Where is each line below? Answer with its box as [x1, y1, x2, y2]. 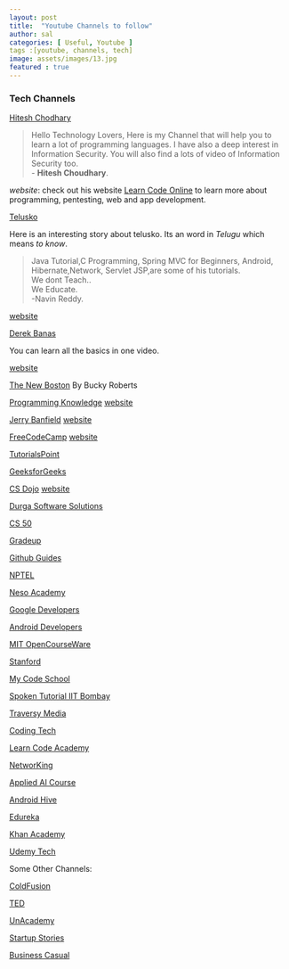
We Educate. [30, 284, 78, 295]
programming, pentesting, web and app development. [9, 194, 206, 205]
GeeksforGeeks [9, 466, 67, 477]
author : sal [9, 29, 53, 38]
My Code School [9, 674, 71, 685]
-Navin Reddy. [30, 293, 84, 304]
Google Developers [9, 604, 80, 615]
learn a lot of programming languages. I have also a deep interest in [30, 139, 278, 150]
